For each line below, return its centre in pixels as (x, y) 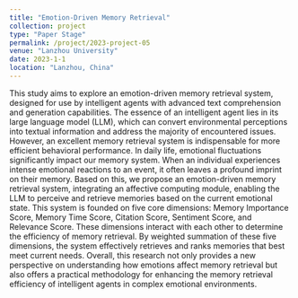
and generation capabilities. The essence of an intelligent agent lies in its (144, 112)
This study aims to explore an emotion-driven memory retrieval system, (141, 93)
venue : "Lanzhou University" (64, 51)
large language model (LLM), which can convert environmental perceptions (149, 121)
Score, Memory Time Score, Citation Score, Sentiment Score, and (131, 217)
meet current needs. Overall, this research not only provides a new (132, 255)
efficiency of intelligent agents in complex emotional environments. (133, 284)
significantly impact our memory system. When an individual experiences (145, 160)
